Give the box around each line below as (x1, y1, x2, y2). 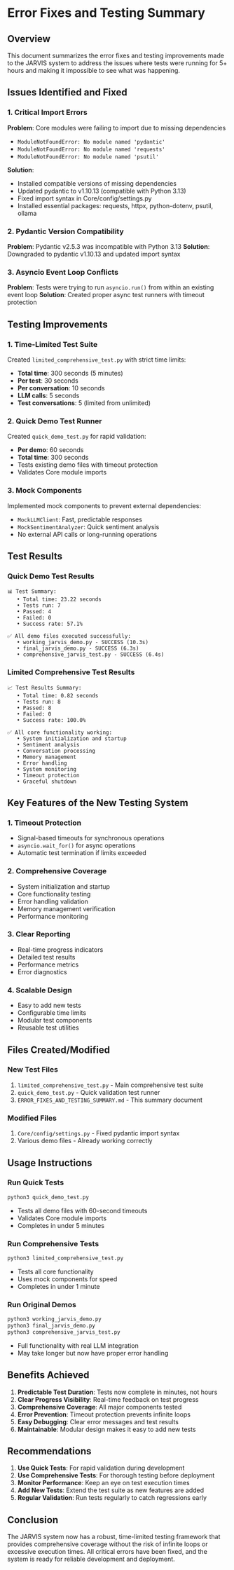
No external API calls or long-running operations (17, 530, 158, 538)
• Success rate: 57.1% (16, 620, 83, 628)
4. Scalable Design (7, 985, 72, 995)
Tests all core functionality (17, 1267, 94, 1276)
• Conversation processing (16, 747, 96, 754)
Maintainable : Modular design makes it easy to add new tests (17, 1425, 196, 1433)
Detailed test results (17, 953, 76, 961)
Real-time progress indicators (17, 945, 104, 954)
